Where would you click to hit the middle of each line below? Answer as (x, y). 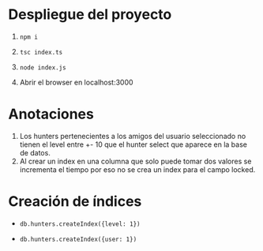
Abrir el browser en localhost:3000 (76, 82)
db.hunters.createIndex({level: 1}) (80, 224)
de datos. (35, 152)
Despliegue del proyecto (90, 15)
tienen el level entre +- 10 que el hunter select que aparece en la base (133, 144)
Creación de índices (75, 202)
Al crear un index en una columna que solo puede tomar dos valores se (135, 161)
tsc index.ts (41, 52)
